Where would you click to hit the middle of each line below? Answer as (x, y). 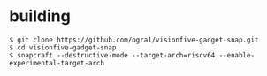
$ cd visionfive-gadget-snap (63, 47)
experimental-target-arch (57, 63)
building (40, 16)
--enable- (236, 55)
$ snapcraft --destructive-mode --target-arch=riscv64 (112, 55)
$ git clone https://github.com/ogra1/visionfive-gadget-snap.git (134, 40)
